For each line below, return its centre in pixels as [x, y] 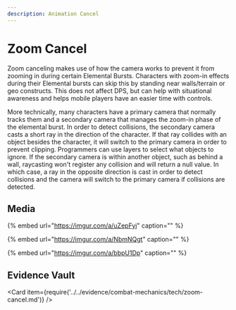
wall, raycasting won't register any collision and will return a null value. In [113, 164]
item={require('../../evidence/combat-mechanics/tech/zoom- [115, 292]
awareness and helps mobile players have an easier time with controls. [110, 98]
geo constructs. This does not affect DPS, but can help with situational [110, 91]
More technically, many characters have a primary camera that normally [112, 112]
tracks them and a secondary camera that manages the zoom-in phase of [114, 119]
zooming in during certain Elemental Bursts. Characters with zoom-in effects [118, 75]
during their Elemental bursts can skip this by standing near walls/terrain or [116, 83]
